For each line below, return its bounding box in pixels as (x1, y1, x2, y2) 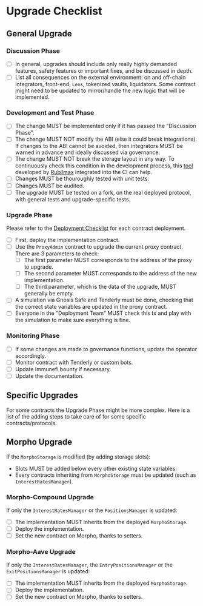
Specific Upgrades (6, 390, 78, 401)
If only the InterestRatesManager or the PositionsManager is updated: (6, 507, 178, 514)
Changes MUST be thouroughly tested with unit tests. (15, 175, 150, 183)
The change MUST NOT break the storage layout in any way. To (15, 155, 175, 163)
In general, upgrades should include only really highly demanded (15, 60, 178, 67)
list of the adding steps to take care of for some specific (6, 412, 147, 420)
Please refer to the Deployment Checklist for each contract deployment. (6, 224, 186, 232)
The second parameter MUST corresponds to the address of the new (24, 270, 197, 277)
